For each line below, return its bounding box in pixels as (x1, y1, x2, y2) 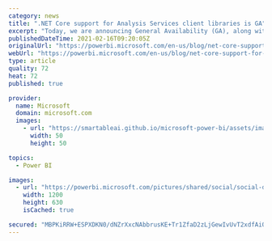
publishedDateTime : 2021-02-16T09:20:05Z (8, 34, 151, 43)
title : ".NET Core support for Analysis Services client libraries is (8, 19, 252, 27)
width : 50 (29, 132, 63, 140)
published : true (8, 79, 63, 87)
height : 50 (29, 139, 67, 147)
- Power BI (15, 161, 53, 170)
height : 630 (23, 199, 63, 207)
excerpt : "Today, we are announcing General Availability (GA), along (8, 27, 252, 35)
